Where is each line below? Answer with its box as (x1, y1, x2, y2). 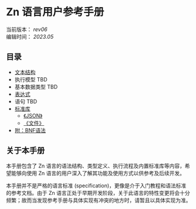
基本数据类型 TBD (14, 83, 58, 90)
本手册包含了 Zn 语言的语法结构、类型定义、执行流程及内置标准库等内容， (6, 162, 185, 169)
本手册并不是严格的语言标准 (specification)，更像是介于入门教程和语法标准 (6, 182, 187, 189)
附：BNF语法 (14, 126, 46, 133)
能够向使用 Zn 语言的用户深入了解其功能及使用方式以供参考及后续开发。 (11, 169, 185, 176)
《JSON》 (23, 112, 43, 119)
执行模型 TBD (14, 76, 48, 83)
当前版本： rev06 (6, 26, 48, 33)
